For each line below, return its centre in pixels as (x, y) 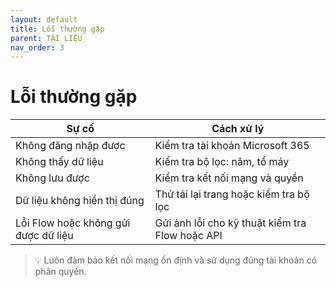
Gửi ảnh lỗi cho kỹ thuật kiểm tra (230, 223)
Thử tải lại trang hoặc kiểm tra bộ (232, 194)
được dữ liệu (44, 236)
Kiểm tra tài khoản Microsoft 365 (232, 146)
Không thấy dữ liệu (59, 162)
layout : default (44, 19)
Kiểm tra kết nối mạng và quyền (229, 178)
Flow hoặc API (188, 236)
